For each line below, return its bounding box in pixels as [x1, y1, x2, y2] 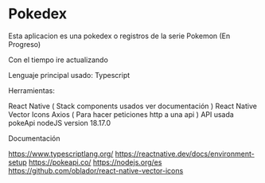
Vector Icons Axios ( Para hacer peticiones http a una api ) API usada [8, 109, 235, 119]
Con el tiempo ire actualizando [8, 55, 109, 64]
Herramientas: [8, 85, 56, 95]
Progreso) [8, 39, 41, 49]
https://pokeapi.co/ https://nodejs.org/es [28, 157, 162, 167]
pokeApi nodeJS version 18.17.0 [8, 118, 111, 127]
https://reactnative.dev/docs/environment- [115, 149, 255, 158]
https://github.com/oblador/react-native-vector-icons [8, 165, 184, 175]
